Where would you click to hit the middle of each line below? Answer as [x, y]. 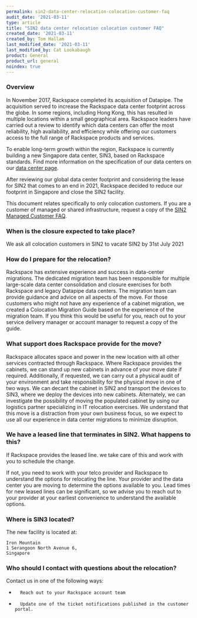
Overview [20, 87]
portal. [24, 609]
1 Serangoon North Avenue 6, [42, 548]
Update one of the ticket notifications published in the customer [105, 604]
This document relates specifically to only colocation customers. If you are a [98, 203]
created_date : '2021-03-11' [41, 34]
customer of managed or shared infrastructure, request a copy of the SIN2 [96, 210]
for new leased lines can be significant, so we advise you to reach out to [94, 491]
